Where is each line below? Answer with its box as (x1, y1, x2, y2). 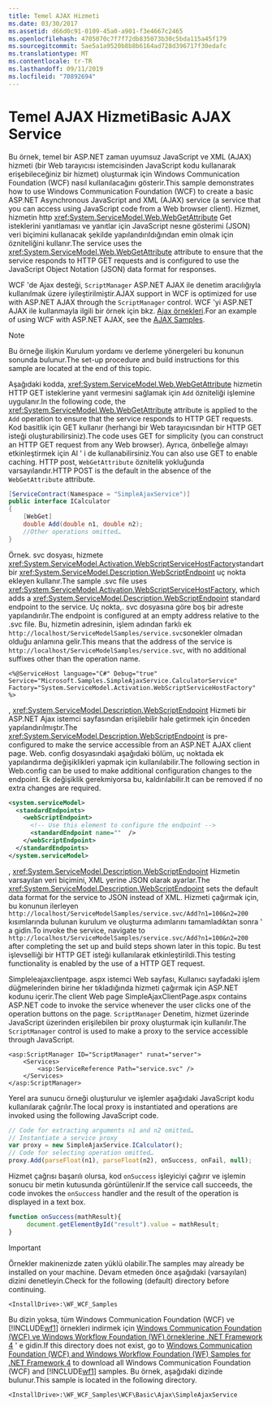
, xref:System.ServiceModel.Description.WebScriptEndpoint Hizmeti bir (8, 705, 247, 714)
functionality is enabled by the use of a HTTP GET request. (8, 958, 205, 968)
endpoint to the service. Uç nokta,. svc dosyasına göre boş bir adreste (8, 601, 244, 611)
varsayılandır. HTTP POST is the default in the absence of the (8, 465, 212, 475)
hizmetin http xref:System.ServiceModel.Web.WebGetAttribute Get (8, 212, 232, 222)
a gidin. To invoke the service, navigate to (8, 925, 146, 935)
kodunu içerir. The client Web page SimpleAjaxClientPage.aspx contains (8, 991, 248, 1001)
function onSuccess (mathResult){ (8, 1213, 122, 1221)
